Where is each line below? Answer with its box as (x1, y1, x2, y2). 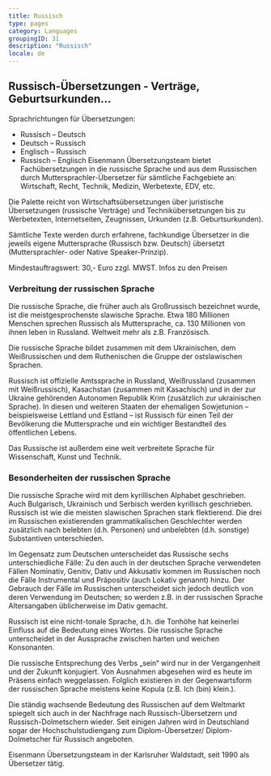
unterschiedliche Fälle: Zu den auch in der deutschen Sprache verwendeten (8, 558, 261, 568)
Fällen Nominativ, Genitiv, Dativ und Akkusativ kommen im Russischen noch (8, 567, 261, 577)
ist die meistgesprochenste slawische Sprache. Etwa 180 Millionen (8, 310, 231, 320)
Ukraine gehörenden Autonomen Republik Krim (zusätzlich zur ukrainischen (8, 393, 261, 403)
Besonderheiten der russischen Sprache (8, 472, 171, 483)
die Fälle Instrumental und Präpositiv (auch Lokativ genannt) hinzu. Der (8, 575, 245, 585)
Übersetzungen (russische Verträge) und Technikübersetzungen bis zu (8, 205, 246, 215)
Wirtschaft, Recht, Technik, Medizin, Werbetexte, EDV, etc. (19, 181, 216, 191)
